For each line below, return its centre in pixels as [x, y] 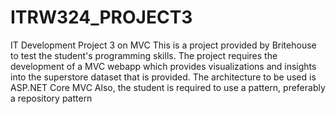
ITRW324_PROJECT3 [101, 17]
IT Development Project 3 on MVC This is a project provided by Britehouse [163, 45]
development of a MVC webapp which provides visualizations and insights [163, 66]
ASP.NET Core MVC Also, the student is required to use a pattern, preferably [168, 87]
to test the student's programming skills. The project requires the [144, 55]
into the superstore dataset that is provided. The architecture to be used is [163, 77]
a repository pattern [51, 98]
